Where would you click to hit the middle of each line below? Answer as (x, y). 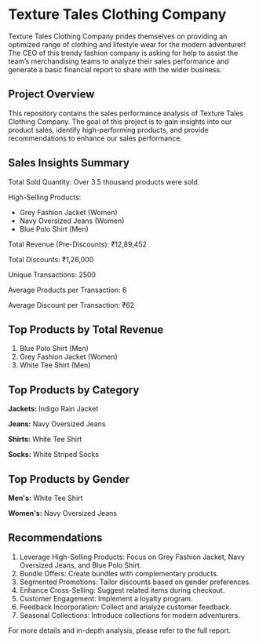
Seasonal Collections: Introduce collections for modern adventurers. (130, 615)
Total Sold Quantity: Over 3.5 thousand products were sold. (104, 181)
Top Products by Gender (69, 479)
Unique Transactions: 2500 (52, 274)
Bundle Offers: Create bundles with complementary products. (119, 573)
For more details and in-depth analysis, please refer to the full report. (120, 630)
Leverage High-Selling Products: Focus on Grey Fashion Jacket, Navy (132, 557)
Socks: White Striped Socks (54, 455)
